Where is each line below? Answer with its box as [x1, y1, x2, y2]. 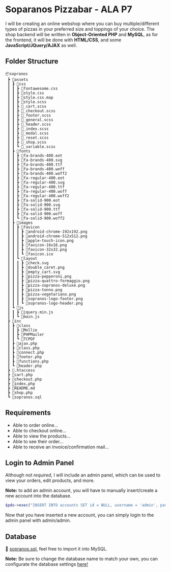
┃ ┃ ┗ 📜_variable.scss [7, 144, 56, 149]
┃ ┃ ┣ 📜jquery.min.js [7, 309, 53, 315]
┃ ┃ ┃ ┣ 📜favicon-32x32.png [7, 247, 67, 252]
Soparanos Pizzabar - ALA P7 [5, 4, 132, 15]
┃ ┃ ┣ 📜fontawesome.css [7, 86, 58, 91]
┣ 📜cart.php [7, 372, 33, 377]
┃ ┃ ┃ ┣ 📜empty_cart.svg [7, 269, 60, 274]
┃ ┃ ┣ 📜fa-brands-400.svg [7, 157, 63, 163]
